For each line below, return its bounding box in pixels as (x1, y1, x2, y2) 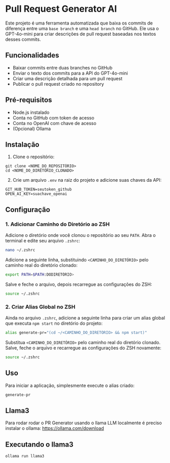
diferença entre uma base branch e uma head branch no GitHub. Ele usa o (5, 25, 159, 31)
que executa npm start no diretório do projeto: (5, 320, 103, 326)
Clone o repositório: (12, 154, 55, 160)
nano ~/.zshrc (5, 248, 36, 253)
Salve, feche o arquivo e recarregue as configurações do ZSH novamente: (5, 345, 162, 351)
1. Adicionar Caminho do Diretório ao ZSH (5, 221, 110, 228)
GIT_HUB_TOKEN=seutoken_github (5, 187, 72, 192)
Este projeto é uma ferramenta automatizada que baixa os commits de (5, 20, 153, 26)
